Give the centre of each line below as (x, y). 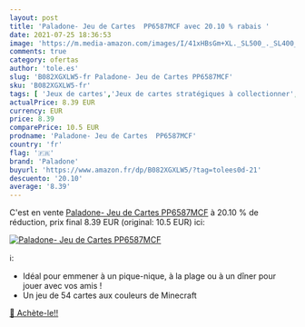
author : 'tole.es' (44, 69)
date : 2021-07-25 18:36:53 (60, 35)
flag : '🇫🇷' (32, 153)
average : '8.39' (40, 187)
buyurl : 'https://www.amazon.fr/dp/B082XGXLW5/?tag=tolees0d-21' (135, 170)
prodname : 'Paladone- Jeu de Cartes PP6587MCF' (103, 136)
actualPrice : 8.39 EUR (52, 102)
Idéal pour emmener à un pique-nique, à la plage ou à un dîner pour (149, 276)
